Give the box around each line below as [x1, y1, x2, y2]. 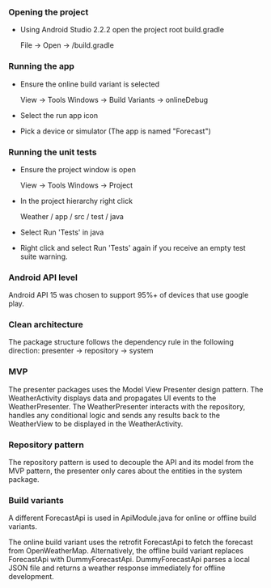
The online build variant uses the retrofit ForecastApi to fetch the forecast [8, 537, 253, 548]
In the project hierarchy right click [19, 196, 133, 205]
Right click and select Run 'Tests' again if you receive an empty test [19, 243, 246, 252]
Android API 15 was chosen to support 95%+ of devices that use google [8, 290, 249, 300]
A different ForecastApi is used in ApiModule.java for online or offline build [8, 513, 256, 523]
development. [8, 572, 54, 582]
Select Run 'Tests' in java [19, 227, 104, 237]
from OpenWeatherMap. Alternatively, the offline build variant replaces [8, 546, 244, 556]
